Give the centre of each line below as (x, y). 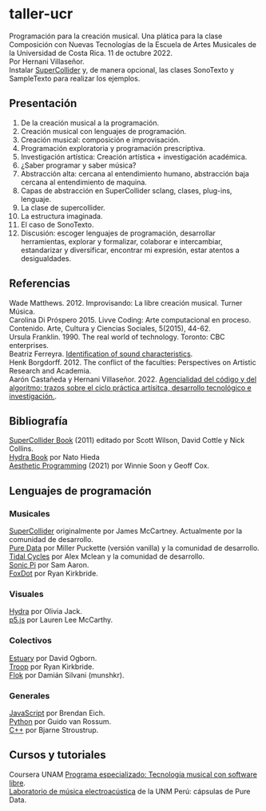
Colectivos (31, 641)
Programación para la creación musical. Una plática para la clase (116, 36)
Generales (30, 695)
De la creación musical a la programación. (89, 123)
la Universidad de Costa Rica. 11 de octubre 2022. (91, 53)
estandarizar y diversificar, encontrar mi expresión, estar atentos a (130, 250)
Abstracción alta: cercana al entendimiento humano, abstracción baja (135, 173)
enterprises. (29, 345)
